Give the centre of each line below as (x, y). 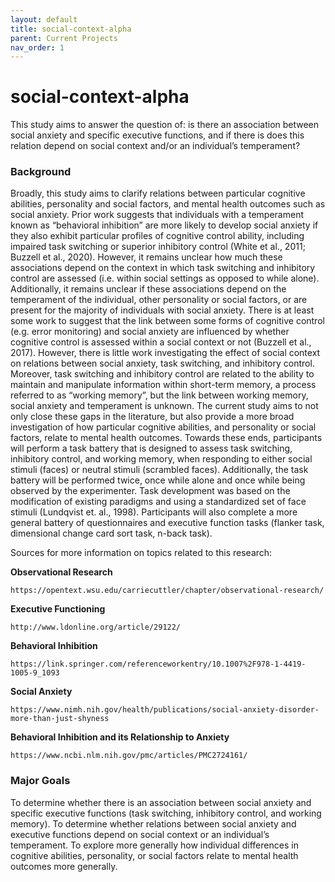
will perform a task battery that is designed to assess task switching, (151, 448)
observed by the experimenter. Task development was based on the (150, 491)
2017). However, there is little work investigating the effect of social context (165, 353)
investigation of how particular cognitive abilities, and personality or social (163, 427)
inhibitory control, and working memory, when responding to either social (161, 459)
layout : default (44, 19)
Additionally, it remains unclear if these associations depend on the (148, 289)
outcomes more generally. (64, 866)
